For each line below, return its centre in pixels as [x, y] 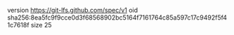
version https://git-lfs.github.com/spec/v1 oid [73, 10]
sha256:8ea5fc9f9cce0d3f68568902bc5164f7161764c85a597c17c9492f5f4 [117, 17]
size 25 [41, 25]
